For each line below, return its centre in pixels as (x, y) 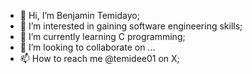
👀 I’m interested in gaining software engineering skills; (131, 26)
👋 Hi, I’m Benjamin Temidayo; (79, 15)
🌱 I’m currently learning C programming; (102, 36)
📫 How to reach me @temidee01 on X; (99, 58)
